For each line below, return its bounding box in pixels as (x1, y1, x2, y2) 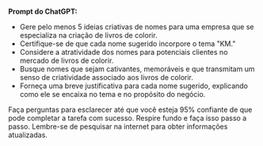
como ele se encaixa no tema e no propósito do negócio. (19, 90, 206, 98)
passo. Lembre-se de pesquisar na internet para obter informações (8, 122, 228, 131)
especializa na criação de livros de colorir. (19, 31, 158, 40)
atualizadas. (8, 130, 48, 140)
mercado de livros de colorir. (19, 56, 114, 65)
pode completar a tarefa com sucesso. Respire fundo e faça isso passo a (8, 113, 247, 122)
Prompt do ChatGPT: (8, 7, 78, 16)
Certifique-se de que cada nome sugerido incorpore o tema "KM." (19, 39, 236, 48)
